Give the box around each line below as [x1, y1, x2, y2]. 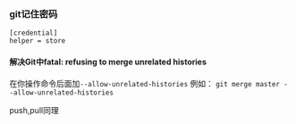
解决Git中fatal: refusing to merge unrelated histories [9, 56, 207, 67]
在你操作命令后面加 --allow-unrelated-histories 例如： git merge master [9, 78, 280, 88]
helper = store [9, 37, 66, 45]
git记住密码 [9, 7, 58, 20]
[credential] [9, 29, 58, 37]
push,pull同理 [9, 104, 60, 115]
